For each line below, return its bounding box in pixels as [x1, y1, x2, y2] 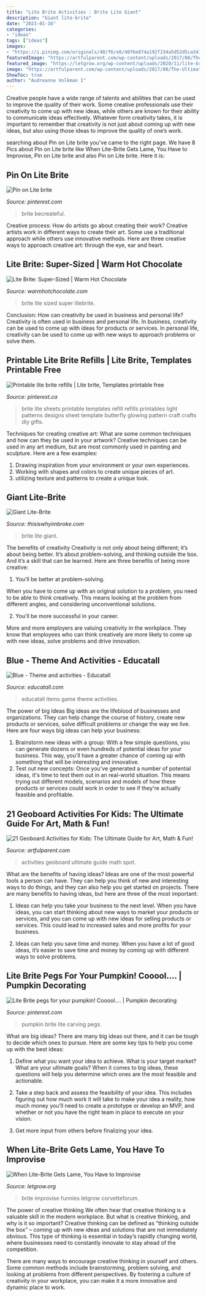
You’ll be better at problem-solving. [15, 576, 105, 583]
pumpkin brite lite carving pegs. [21, 1021, 102, 1028]
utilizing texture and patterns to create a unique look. [15, 474, 149, 482]
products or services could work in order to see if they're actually [15, 785, 181, 792]
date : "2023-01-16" [6, 20, 56, 26]
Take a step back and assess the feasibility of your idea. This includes [15, 1089, 193, 1096]
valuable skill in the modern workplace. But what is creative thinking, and [6, 1213, 191, 1220]
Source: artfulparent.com [6, 847, 71, 854]
